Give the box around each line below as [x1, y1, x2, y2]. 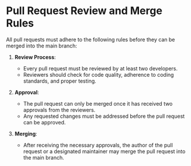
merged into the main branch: [6, 42, 78, 49]
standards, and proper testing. [23, 77, 96, 84]
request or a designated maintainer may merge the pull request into [23, 148, 186, 155]
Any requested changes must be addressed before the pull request [23, 113, 185, 120]
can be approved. [23, 118, 66, 126]
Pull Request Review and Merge [6, 4, 162, 18]
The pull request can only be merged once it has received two [23, 100, 173, 107]
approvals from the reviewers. [23, 106, 96, 113]
